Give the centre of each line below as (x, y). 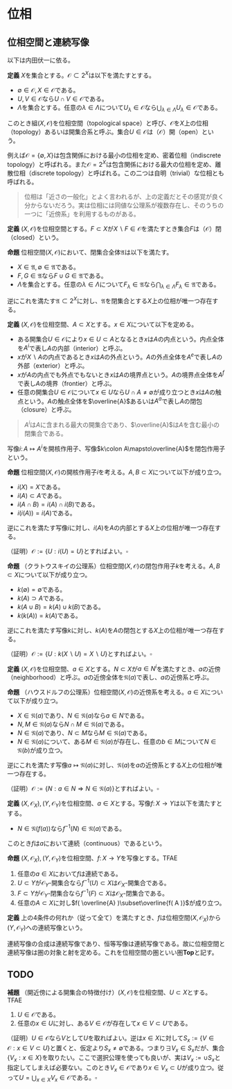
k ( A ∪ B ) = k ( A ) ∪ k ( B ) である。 (61, 606)
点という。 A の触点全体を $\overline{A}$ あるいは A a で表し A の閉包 (110, 401)
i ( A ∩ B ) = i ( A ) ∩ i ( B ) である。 (58, 504)
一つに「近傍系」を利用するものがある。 (82, 214)
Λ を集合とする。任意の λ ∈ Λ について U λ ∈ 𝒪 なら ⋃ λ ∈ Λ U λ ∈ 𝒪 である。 (119, 108)
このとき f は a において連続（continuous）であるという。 (87, 843)
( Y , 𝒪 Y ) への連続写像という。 (47, 928)
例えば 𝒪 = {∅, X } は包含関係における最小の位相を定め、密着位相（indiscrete (114, 155)
